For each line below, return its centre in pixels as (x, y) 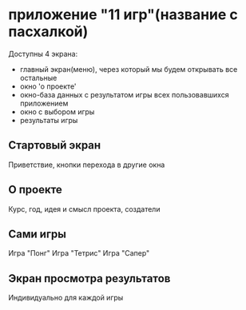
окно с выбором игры (57, 111)
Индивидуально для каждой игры (66, 298)
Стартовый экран (55, 145)
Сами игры (37, 234)
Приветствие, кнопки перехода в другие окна (87, 165)
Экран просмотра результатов (89, 278)
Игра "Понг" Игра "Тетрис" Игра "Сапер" (79, 253)
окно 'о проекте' (48, 86)
